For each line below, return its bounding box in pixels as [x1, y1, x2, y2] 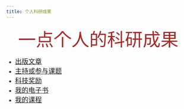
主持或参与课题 [14, 67, 62, 75]
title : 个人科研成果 [6, 8, 52, 15]
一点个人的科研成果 [17, 28, 179, 51]
